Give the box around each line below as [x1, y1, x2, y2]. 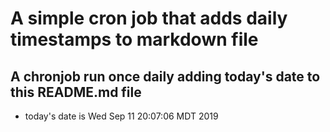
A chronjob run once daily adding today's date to [10, 68, 321, 85]
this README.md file [10, 83, 142, 101]
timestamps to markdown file [10, 28, 259, 51]
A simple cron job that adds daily [10, 7, 288, 30]
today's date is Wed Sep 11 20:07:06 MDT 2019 [24, 110, 219, 122]
